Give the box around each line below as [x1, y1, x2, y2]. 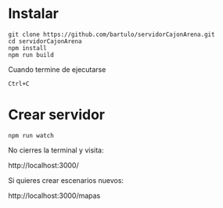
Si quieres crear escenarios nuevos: [8, 175, 124, 185]
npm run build [8, 51, 55, 59]
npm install [8, 44, 47, 52]
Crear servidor [8, 106, 106, 124]
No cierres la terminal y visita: [8, 145, 104, 155]
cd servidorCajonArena [8, 37, 82, 45]
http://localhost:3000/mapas [8, 191, 101, 200]
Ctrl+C [8, 80, 30, 88]
